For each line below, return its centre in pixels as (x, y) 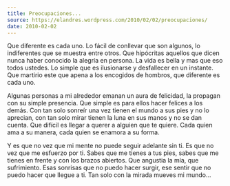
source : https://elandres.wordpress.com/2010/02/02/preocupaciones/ (107, 20)
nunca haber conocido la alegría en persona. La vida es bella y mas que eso (115, 61)
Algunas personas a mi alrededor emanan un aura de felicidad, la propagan (114, 96)
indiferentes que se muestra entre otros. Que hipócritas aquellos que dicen (114, 53)
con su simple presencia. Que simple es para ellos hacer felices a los (105, 103)
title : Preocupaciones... (44, 13)
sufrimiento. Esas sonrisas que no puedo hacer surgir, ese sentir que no (109, 168)
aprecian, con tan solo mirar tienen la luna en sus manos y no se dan (104, 118)
